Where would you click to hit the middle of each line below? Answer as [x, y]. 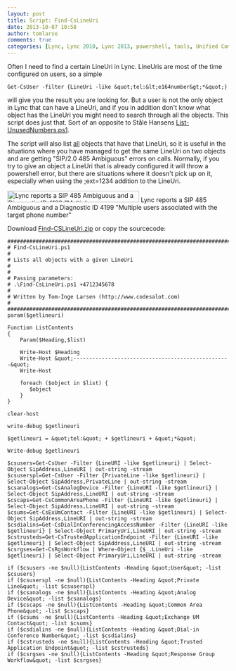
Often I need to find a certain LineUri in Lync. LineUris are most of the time [115, 67]
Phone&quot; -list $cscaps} [48, 611]
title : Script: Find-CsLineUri [53, 20]
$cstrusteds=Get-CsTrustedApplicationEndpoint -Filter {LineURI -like [113, 537]
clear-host [23, 414]
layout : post [26, 14]
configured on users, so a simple [55, 74]
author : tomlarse [33, 33]
